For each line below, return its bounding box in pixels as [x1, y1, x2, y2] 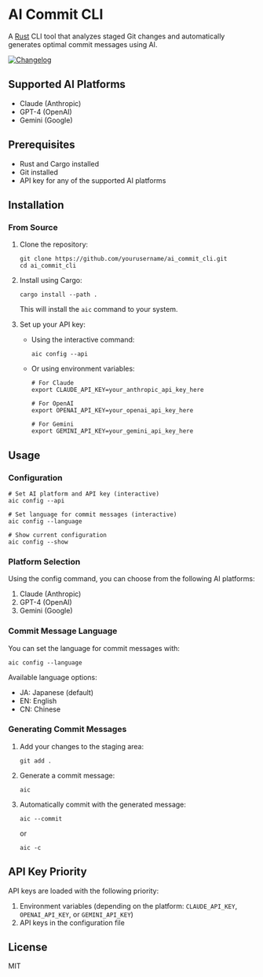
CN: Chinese [19, 704, 61, 714]
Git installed [19, 167, 59, 177]
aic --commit [19, 814, 63, 822]
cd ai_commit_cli [19, 262, 77, 270]
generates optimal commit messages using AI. [8, 39, 158, 49]
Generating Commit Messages [8, 724, 127, 735]
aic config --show [8, 538, 68, 546]
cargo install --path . [19, 291, 98, 299]
